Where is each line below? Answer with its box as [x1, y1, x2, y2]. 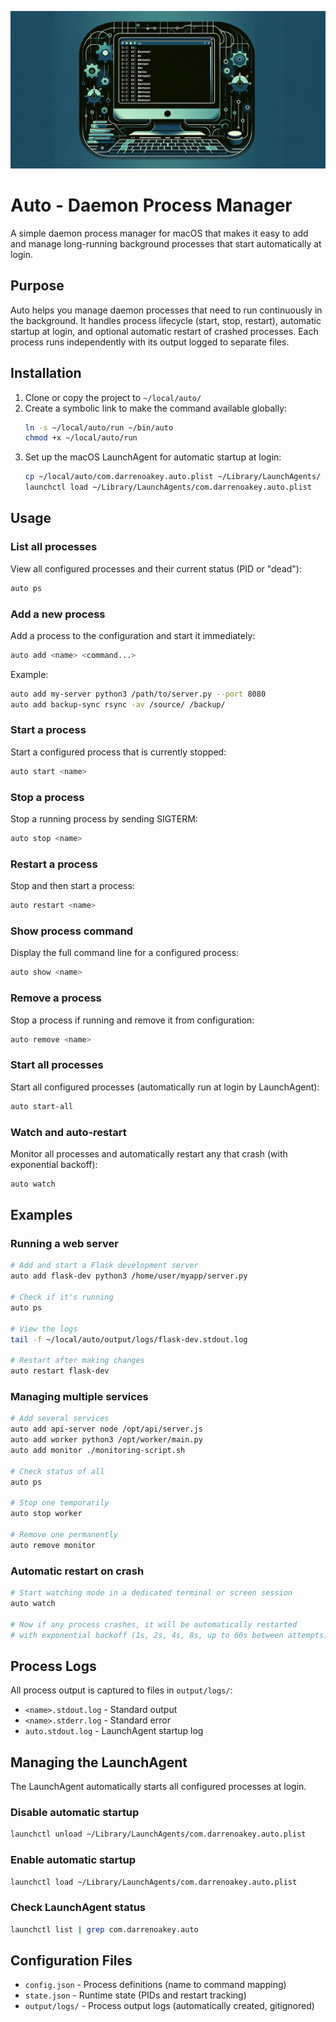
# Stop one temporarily [10, 1498, 110, 1508]
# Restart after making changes [10, 1356, 145, 1366]
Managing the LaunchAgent [10, 1754, 188, 1771]
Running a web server [10, 1237, 119, 1251]
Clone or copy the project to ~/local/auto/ [24, 391, 202, 403]
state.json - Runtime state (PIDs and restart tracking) [24, 1989, 247, 2001]
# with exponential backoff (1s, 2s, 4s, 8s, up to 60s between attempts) [10, 1630, 329, 1640]
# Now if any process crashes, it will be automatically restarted [10, 1619, 298, 1630]
